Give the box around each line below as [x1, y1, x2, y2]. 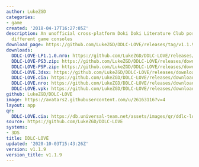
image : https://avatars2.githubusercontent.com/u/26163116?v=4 [6, 97, 166, 102]
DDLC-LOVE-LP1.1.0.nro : [11, 53, 70, 59]
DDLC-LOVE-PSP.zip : [11, 63, 60, 70]
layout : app [6, 102, 36, 108]
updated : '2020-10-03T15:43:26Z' [6, 140, 89, 147]
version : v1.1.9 [6, 146, 46, 152]
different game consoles [11, 36, 73, 42]
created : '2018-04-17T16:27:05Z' [6, 25, 89, 31]
